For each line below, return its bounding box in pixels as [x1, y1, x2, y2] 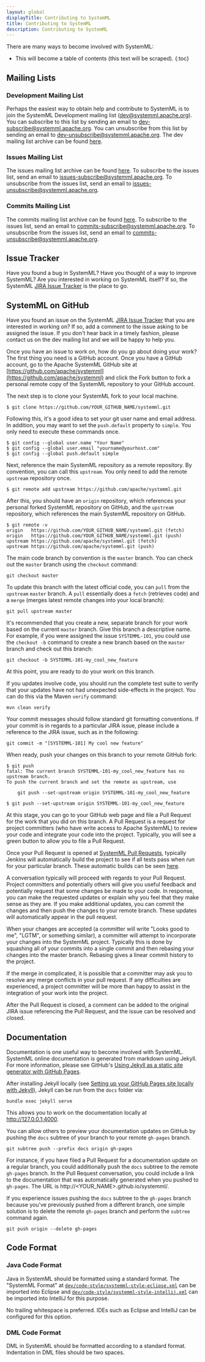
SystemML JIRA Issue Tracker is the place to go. [6, 282, 129, 290]
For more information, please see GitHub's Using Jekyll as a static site [6, 1061, 184, 1069]
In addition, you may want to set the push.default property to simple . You [6, 422, 192, 429]
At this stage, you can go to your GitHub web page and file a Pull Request [6, 811, 192, 819]
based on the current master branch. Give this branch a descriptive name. [6, 625, 192, 633]
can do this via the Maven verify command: [6, 693, 117, 700]
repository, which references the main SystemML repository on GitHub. [6, 510, 186, 517]
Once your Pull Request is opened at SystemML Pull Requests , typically [6, 849, 187, 857]
